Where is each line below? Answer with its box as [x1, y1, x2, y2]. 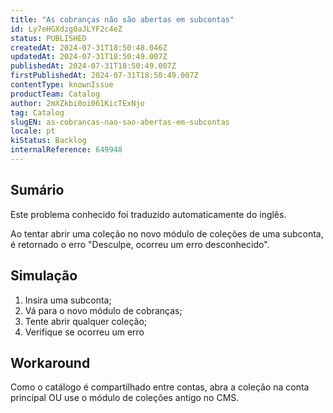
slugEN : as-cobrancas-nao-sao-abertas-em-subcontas [10, 117, 230, 127]
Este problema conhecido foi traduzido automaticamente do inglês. [10, 208, 287, 220]
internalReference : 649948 [10, 145, 123, 155]
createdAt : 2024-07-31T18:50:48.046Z [10, 42, 168, 53]
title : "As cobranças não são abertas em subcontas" [10, 14, 235, 25]
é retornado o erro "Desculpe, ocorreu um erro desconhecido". [10, 238, 270, 250]
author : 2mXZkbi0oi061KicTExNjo [10, 98, 145, 108]
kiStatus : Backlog [10, 136, 87, 146]
